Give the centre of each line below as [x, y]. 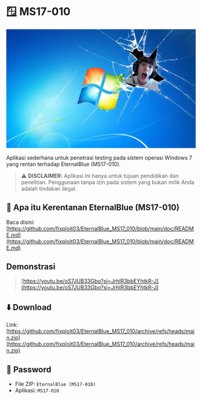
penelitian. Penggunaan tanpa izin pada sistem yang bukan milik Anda [108, 182]
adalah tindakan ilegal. [49, 188]
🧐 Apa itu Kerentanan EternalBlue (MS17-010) [93, 208]
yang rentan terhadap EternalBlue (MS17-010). [64, 164]
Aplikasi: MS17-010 [37, 390]
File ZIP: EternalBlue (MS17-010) [55, 384]
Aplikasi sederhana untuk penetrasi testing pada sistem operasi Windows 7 [99, 157]
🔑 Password [29, 370]
